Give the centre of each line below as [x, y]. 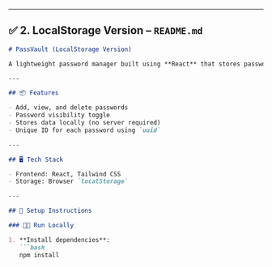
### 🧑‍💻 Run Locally [41, 226]
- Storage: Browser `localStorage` [68, 182]
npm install [39, 255]
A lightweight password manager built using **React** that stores [125, 64]
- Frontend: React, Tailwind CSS [65, 174]
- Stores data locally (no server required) [85, 123]
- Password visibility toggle [59, 115]
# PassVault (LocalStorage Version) [70, 49]
